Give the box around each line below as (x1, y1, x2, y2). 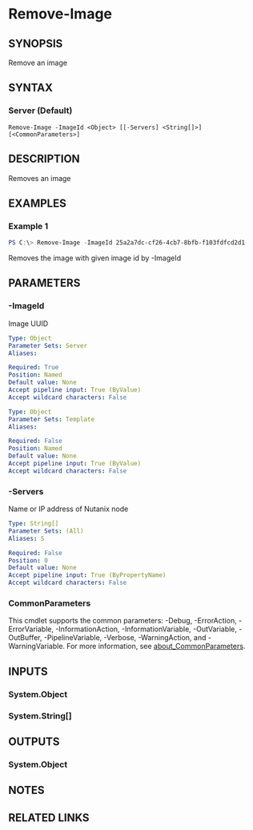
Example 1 (8, 220, 49, 232)
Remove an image (8, 58, 68, 67)
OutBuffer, (8, 633, 42, 643)
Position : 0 (8, 556, 48, 565)
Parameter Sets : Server (8, 341, 88, 349)
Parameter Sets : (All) (8, 526, 84, 535)
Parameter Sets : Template (8, 415, 94, 423)
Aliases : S (8, 534, 45, 542)
